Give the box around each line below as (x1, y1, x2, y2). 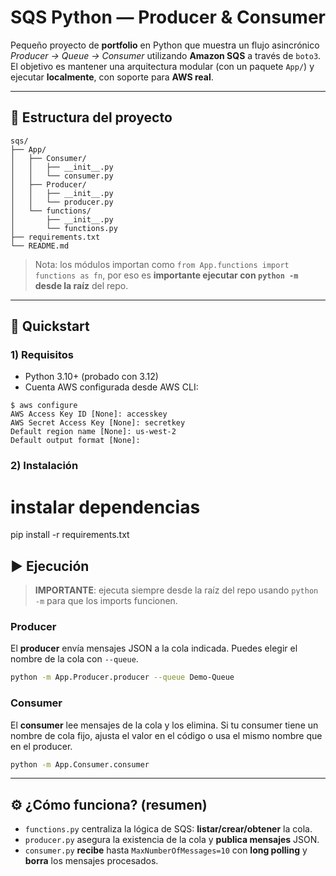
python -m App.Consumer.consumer (10, 759, 150, 770)
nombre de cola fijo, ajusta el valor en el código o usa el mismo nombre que (10, 729, 323, 741)
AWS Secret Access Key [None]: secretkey (10, 418, 186, 428)
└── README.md (10, 241, 70, 251)
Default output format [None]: (10, 436, 141, 446)
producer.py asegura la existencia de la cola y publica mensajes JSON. (24, 834, 320, 846)
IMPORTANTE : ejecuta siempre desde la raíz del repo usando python (34, 584, 319, 596)
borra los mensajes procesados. (24, 855, 159, 867)
